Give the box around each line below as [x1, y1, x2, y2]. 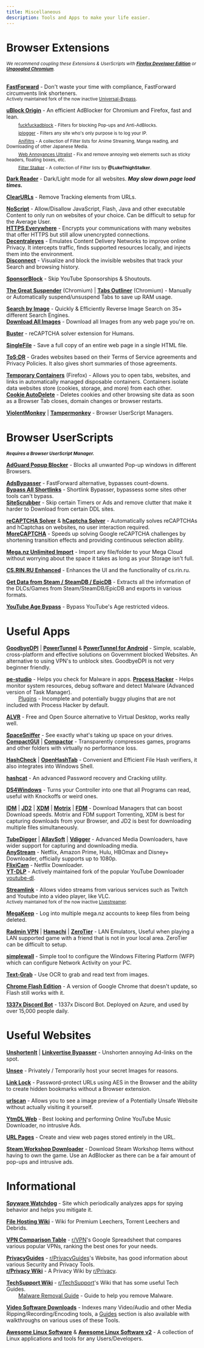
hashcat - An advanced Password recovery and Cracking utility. [6, 775, 167, 782]
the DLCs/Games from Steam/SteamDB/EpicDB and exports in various [6, 585, 182, 592]
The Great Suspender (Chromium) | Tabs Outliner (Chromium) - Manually [6, 287, 192, 294]
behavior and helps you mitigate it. [6, 1206, 93, 1214]
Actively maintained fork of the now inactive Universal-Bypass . [6, 96, 138, 102]
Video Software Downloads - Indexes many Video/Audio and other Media [6, 1304, 192, 1311]
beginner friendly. [6, 664, 51, 671]
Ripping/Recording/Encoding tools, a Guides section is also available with [6, 1310, 190, 1318]
